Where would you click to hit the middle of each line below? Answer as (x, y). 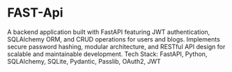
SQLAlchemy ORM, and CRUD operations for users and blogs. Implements (114, 39)
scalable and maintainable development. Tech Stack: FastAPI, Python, (107, 54)
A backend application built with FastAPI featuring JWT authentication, (109, 32)
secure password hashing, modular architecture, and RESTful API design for (116, 46)
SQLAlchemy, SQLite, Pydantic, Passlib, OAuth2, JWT (84, 61)
